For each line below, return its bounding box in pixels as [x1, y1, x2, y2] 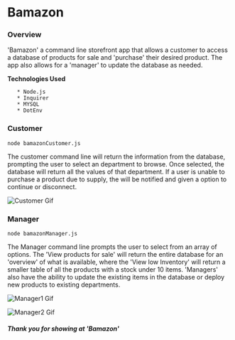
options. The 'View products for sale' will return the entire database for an [7, 250, 224, 259]
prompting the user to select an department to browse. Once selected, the [7, 159, 225, 168]
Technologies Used [7, 75, 66, 83]
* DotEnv [16, 107, 43, 115]
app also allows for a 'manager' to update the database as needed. [7, 61, 203, 70]
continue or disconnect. [7, 182, 77, 191]
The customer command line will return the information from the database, [7, 152, 226, 161]
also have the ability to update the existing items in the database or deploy [7, 273, 225, 282]
